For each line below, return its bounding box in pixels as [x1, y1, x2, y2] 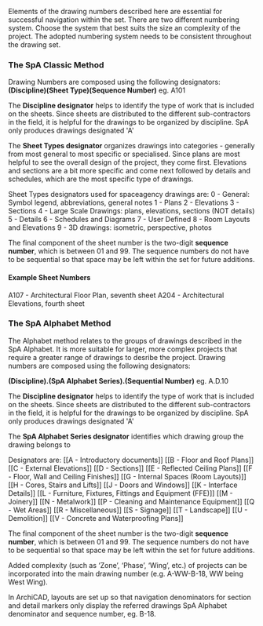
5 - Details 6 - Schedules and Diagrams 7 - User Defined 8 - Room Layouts [8, 215, 250, 224]
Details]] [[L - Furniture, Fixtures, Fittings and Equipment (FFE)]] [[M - [8, 488, 233, 497]
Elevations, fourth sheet [8, 298, 85, 308]
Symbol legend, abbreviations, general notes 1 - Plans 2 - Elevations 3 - [8, 198, 239, 207]
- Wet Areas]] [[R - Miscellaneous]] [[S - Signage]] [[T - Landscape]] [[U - [8, 505, 248, 515]
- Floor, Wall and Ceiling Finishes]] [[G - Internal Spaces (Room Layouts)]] [8, 471, 247, 481]
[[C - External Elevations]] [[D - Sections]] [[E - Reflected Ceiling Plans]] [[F [8, 463, 253, 473]
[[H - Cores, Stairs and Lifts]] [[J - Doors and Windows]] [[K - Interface [8, 480, 238, 490]
